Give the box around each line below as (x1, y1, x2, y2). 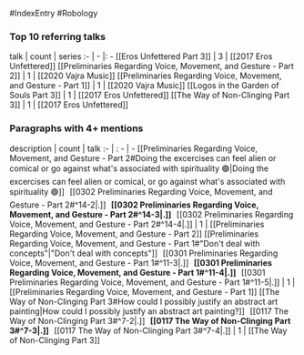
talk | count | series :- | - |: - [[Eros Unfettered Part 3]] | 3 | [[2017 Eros (9, 51, 273, 62)
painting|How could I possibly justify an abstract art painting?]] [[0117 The (9, 305, 289, 317)
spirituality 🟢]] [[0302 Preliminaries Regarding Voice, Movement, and (9, 186, 273, 197)
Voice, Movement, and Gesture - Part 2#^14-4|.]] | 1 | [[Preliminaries (9, 218, 265, 229)
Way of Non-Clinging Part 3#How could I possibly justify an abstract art (9, 296, 279, 307)
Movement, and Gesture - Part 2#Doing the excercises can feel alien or (9, 152, 277, 163)
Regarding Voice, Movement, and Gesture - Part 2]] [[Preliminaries (9, 228, 259, 239)
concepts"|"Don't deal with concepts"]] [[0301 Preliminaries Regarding (9, 248, 279, 259)
